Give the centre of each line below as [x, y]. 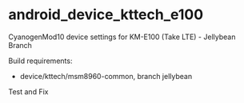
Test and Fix [28, 91]
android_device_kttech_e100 [106, 15]
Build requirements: [40, 61]
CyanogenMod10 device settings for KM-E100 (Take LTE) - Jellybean [122, 37]
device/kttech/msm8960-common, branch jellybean [106, 76]
